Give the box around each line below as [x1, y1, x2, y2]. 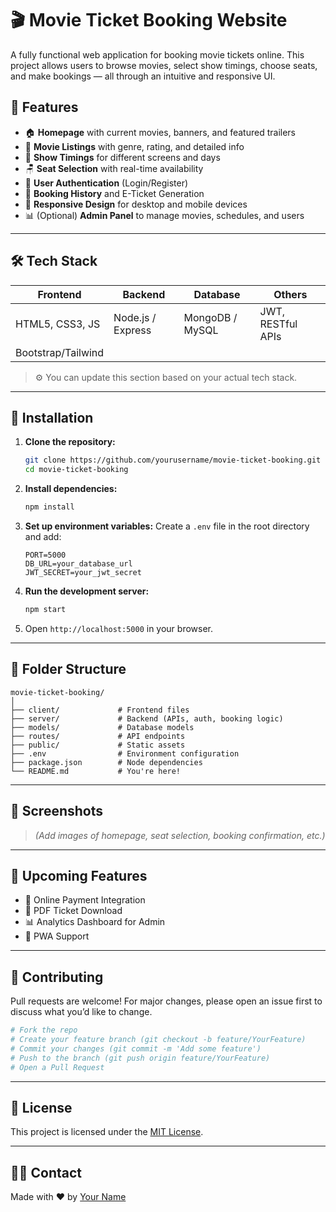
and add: [24, 531, 62, 542]
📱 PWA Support [24, 930, 90, 942]
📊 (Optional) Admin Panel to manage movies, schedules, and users [24, 209, 305, 221]
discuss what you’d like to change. [10, 1006, 153, 1018]
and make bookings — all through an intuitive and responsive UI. [10, 70, 276, 82]
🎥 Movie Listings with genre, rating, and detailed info [24, 140, 245, 152]
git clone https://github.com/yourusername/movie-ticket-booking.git [24, 455, 322, 466]
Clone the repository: [24, 436, 116, 448]
